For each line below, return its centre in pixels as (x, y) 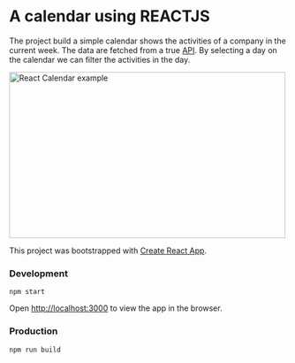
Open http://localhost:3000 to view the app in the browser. (116, 308)
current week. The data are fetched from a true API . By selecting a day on (144, 50)
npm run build (35, 350)
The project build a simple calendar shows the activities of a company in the (148, 41)
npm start (27, 292)
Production (34, 331)
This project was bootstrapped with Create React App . (108, 251)
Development (39, 274)
